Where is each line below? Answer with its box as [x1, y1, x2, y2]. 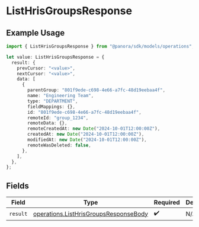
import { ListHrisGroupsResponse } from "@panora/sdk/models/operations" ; [6, 43, 195, 49]
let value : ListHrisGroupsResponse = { [6, 54, 105, 60]
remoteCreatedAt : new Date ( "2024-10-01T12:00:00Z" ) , [27, 126, 161, 132]
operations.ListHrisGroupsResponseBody [33, 209, 149, 218]
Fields [6, 181, 30, 191]
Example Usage [6, 28, 65, 38]
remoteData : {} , [27, 120, 68, 126]
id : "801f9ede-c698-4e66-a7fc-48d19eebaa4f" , [27, 109, 142, 115]
